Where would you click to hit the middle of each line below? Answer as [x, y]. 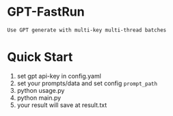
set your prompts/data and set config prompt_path [87, 83]
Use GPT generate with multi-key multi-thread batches [87, 30]
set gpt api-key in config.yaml [59, 76]
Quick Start [40, 57]
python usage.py [41, 90]
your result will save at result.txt [62, 105]
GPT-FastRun [46, 12]
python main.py [39, 98]
